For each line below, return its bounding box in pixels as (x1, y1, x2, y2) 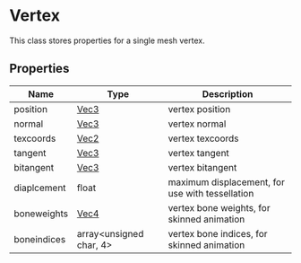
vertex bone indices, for (168, 227, 268, 240)
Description (202, 87, 254, 100)
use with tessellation (168, 187, 254, 199)
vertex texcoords (168, 132, 239, 145)
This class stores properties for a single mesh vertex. (9, 35, 205, 46)
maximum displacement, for (168, 176, 285, 188)
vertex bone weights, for (168, 201, 271, 214)
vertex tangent (168, 146, 230, 159)
